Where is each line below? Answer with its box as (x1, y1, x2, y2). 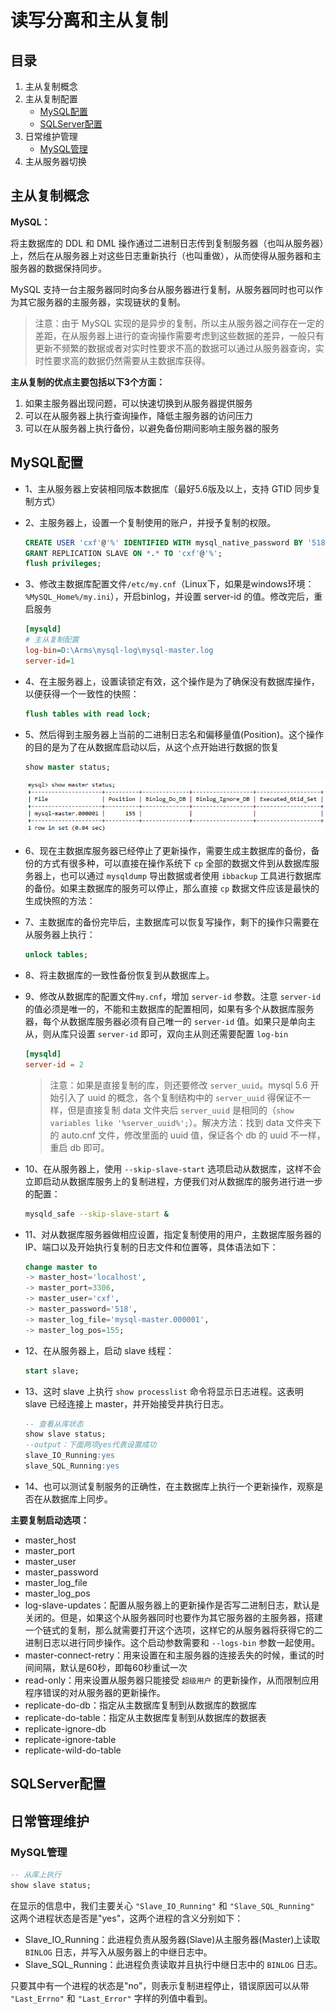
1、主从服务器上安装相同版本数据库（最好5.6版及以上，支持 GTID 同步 (24, 482, 313, 495)
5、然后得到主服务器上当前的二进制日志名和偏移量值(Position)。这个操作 (24, 728, 324, 740)
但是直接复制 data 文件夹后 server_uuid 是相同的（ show (67, 1104, 295, 1116)
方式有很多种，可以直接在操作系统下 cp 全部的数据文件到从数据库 (42, 857, 311, 870)
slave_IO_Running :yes (24, 1451, 115, 1461)
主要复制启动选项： (10, 1514, 90, 1526)
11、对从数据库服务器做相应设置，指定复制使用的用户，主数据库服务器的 (24, 1228, 322, 1240)
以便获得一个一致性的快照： (24, 687, 140, 700)
